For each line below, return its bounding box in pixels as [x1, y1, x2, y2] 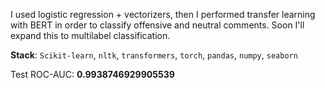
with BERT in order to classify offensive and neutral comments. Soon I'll [10, 19, 305, 31]
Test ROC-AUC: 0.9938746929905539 [10, 69, 175, 80]
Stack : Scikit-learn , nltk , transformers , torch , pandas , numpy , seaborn [10, 49, 298, 61]
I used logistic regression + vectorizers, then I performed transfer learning [10, 9, 316, 20]
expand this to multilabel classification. [10, 30, 171, 41]
